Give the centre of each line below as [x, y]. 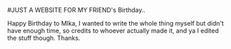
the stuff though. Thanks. [44, 38]
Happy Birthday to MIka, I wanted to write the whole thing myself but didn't [116, 23]
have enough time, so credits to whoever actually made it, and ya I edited [113, 31]
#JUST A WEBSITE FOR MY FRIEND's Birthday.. [77, 10]
